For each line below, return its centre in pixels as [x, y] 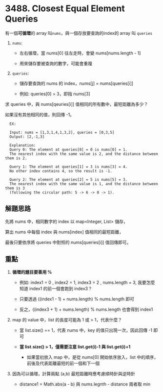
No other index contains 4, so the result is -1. [61, 171]
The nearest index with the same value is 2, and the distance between [84, 154]
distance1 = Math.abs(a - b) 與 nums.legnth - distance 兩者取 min [85, 384]
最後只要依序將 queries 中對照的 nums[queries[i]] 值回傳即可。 [68, 242]
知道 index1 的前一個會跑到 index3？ [56, 288]
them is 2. [16, 158]
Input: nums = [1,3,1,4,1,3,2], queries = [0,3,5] [62, 132]
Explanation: [23, 145]
